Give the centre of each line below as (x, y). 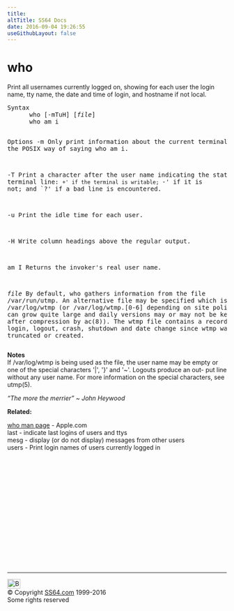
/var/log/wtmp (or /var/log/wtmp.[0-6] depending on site (108, 308)
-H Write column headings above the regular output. (99, 241)
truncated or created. (46, 336)
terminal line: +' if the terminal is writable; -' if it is (105, 182)
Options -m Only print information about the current (101, 142)
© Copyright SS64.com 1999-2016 (57, 592)
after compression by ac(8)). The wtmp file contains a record (117, 322)
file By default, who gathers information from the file (107, 294)
